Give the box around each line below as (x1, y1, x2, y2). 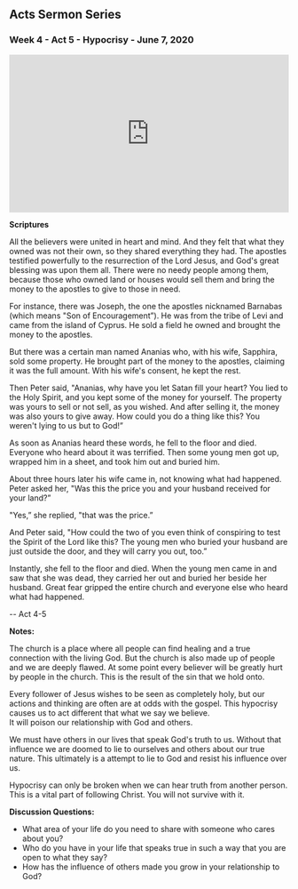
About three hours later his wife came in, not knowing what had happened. (9, 474, 282, 485)
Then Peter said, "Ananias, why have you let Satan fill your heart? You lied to (9, 382, 288, 394)
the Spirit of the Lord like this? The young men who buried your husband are (9, 537, 288, 548)
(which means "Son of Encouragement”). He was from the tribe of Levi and (9, 310, 284, 321)
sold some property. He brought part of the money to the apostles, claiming (9, 356, 286, 367)
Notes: (9, 626, 35, 637)
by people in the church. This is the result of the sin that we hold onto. (9, 671, 265, 683)
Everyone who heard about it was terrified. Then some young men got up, (9, 447, 279, 458)
